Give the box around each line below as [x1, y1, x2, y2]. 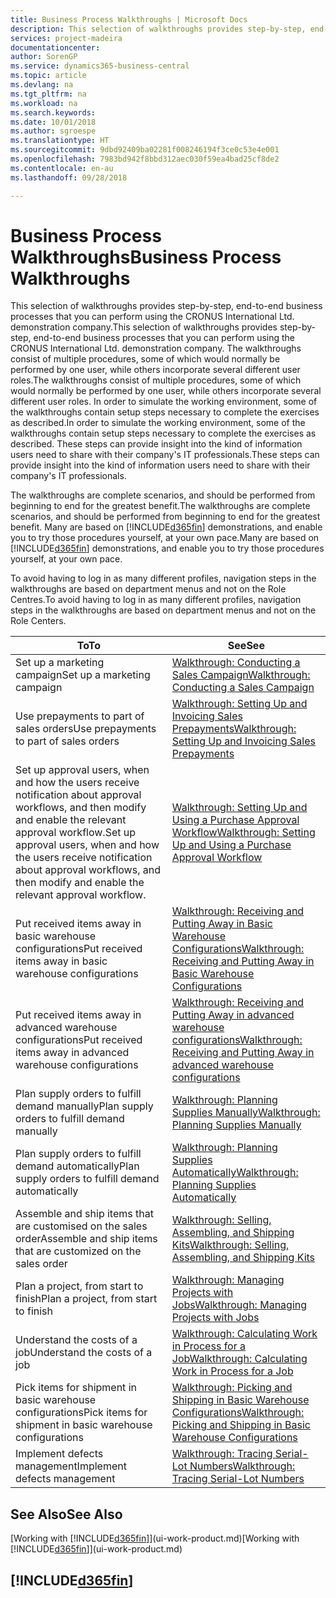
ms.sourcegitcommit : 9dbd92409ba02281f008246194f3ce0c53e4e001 [10, 145, 280, 155]
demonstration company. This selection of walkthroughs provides [10, 321, 278, 333]
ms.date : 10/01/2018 [10, 117, 97, 127]
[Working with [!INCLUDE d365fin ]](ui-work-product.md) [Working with [10, 1532, 300, 1545]
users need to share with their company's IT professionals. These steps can [10, 449, 320, 461]
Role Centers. [10, 615, 67, 627]
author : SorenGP [10, 52, 78, 62]
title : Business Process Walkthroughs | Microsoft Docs [10, 14, 248, 25]
